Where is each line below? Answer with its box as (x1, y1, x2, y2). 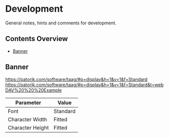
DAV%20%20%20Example (5, 87, 62, 93)
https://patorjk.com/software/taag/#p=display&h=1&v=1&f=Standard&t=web (5, 82, 164, 88)
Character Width (8, 116, 47, 123)
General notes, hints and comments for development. (5, 20, 117, 26)
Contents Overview (5, 34, 68, 43)
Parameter (15, 99, 42, 106)
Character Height (8, 124, 49, 131)
